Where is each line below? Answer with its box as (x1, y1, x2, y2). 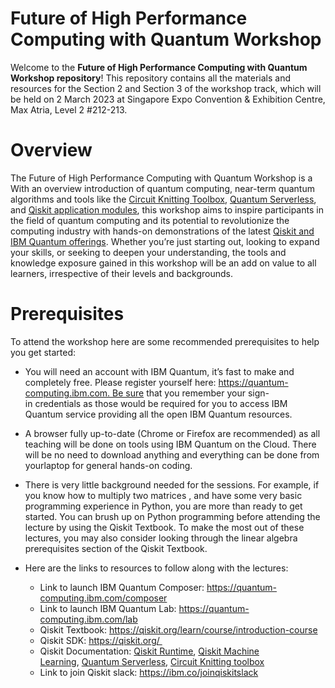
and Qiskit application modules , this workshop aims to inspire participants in (10, 203, 324, 216)
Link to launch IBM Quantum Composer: (39, 581, 205, 593)
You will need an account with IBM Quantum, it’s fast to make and (24, 365, 295, 377)
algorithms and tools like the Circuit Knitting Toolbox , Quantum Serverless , (10, 193, 317, 205)
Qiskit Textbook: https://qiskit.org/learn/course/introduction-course (39, 623, 318, 636)
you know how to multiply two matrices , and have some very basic (24, 489, 303, 501)
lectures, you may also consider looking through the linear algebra (24, 532, 298, 544)
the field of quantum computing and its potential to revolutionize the (10, 214, 290, 226)
